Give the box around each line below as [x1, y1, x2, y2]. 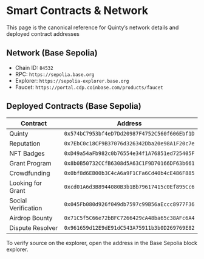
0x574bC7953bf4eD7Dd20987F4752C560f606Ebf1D [64, 130, 195, 137]
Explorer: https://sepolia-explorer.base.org [15, 77, 129, 84]
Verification [9, 204, 42, 212]
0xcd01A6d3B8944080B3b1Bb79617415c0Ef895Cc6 [64, 183, 195, 190]
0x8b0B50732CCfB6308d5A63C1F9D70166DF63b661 [64, 159, 195, 167]
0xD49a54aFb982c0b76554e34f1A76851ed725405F [64, 150, 195, 157]
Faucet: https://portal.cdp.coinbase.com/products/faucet [15, 83, 164, 91]
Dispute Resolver [9, 223, 58, 232]
